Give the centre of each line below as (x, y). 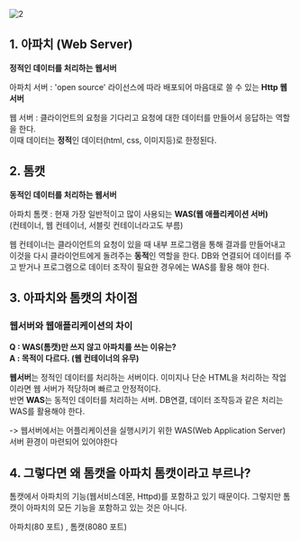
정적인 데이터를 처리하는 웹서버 (63, 68)
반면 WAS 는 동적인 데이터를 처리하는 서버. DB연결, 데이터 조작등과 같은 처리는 (146, 400)
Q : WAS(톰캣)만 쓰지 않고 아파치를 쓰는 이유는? (93, 347)
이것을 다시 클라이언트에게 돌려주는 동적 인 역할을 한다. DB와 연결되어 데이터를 (145, 255)
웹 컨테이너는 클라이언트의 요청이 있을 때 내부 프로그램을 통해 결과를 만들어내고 (148, 244)
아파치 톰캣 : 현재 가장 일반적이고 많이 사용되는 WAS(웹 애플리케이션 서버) (139, 214)
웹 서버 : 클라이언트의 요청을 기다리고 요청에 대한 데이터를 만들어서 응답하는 (141, 117)
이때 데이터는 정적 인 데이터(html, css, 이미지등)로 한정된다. (113, 140)
